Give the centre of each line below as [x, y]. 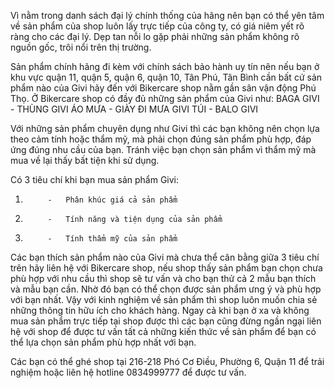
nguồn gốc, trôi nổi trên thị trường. [81, 47]
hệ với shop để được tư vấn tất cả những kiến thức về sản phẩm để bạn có [163, 331]
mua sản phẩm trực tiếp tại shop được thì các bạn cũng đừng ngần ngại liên [166, 321]
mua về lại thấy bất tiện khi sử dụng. [85, 160]
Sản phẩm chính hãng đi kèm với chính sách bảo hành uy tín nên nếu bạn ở [165, 66]
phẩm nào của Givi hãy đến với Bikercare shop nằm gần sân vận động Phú [163, 88]
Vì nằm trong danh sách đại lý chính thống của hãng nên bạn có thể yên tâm [167, 15]
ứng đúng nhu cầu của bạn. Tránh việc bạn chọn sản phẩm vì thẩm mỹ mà [163, 149]
